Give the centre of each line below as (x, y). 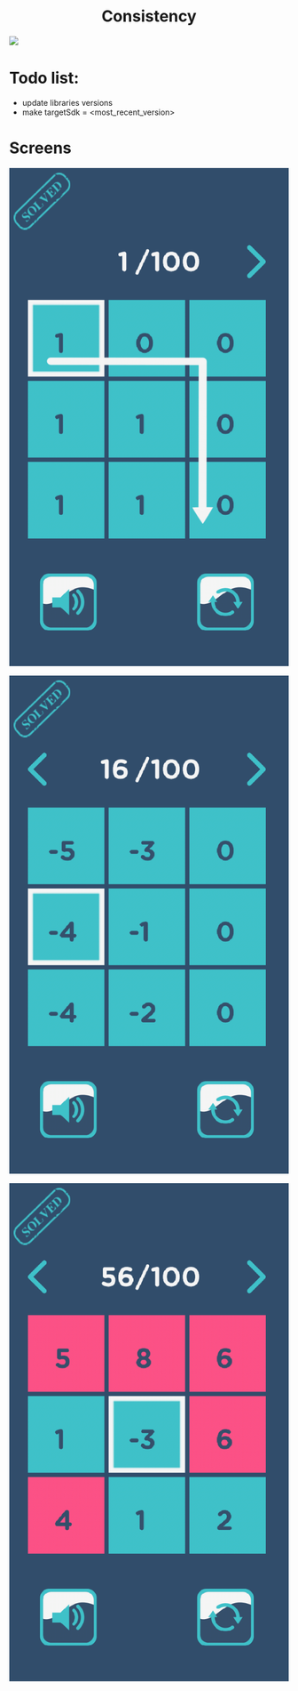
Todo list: (44, 78)
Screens (40, 148)
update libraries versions (67, 102)
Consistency (149, 16)
